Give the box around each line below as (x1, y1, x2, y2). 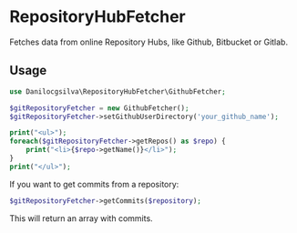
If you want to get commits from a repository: (9, 178, 179, 189)
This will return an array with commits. (9, 212, 153, 224)
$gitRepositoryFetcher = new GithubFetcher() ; (9, 103, 189, 113)
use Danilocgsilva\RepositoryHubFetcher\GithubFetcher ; (9, 86, 226, 96)
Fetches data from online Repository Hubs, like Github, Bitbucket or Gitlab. (9, 36, 289, 47)
